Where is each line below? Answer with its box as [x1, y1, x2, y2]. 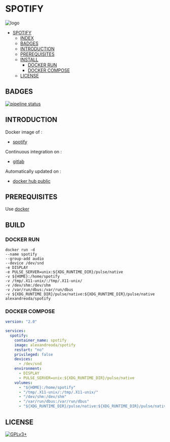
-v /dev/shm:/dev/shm [5, 283, 51, 288]
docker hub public [12, 178, 51, 184]
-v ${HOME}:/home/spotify [5, 274, 60, 279]
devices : [14, 356, 33, 362]
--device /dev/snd [5, 261, 44, 266]
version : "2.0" [5, 319, 37, 325]
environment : [14, 366, 42, 371]
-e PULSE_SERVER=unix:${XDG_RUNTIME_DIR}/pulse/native [5, 269, 123, 275]
